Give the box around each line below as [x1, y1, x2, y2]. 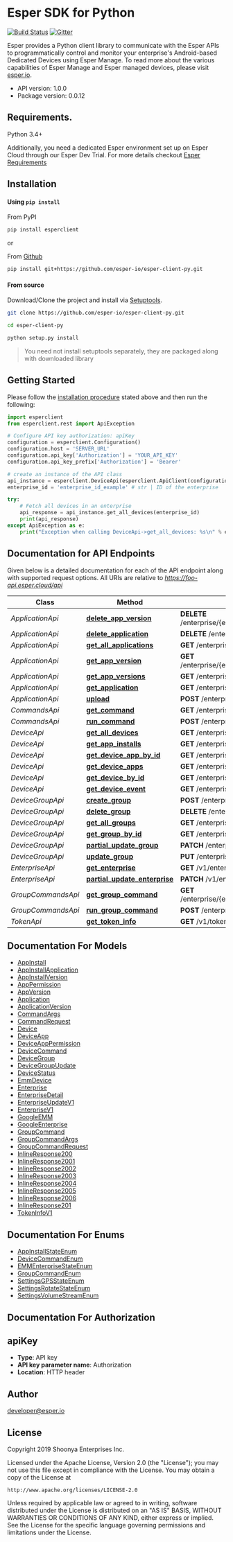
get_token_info [86, 916, 137, 926]
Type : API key [17, 1353, 58, 1362]
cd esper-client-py [7, 322, 64, 329]
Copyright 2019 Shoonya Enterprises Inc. [7, 1445, 125, 1453]
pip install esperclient [7, 227, 79, 234]
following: [7, 400, 35, 408]
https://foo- [164, 573, 198, 581]
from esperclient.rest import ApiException [7, 420, 135, 427]
